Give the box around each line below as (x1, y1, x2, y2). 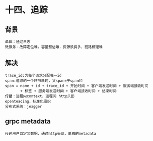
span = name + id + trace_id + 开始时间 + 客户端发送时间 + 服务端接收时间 (5, 83, 149, 88)
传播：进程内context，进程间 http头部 (5, 93, 75, 99)
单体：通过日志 (5, 39, 31, 44)
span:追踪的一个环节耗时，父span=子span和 (5, 78, 83, 83)
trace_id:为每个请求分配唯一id (5, 73, 62, 78)
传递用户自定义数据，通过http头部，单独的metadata (5, 131, 96, 136)
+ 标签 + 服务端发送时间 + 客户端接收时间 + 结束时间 (20, 88, 117, 93)
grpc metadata (5, 117, 51, 125)
